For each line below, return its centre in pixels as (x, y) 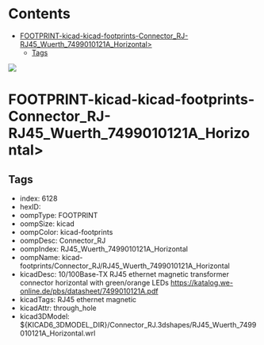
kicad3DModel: (44, 316)
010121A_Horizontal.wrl (57, 333)
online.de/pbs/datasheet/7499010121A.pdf (89, 291)
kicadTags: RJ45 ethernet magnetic (78, 299)
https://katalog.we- (202, 282)
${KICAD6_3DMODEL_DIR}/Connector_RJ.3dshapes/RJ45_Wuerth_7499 (138, 324)
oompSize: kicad (47, 224)
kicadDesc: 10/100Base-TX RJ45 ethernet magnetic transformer (124, 274)
